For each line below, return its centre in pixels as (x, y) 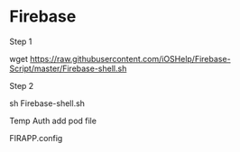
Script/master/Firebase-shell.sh (68, 68)
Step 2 (22, 85)
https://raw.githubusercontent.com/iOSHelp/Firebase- (131, 58)
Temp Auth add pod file (53, 121)
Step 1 (21, 41)
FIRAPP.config (36, 138)
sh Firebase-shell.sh (47, 103)
